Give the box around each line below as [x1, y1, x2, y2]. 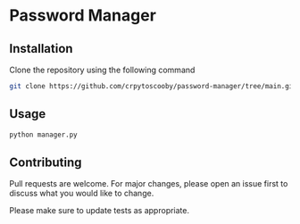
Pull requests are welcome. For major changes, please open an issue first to [9, 178, 288, 189]
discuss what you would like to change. [9, 188, 154, 199]
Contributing [9, 154, 82, 170]
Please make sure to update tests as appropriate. [9, 205, 190, 216]
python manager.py [9, 130, 78, 139]
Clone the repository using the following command [9, 64, 196, 75]
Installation [9, 41, 73, 56]
